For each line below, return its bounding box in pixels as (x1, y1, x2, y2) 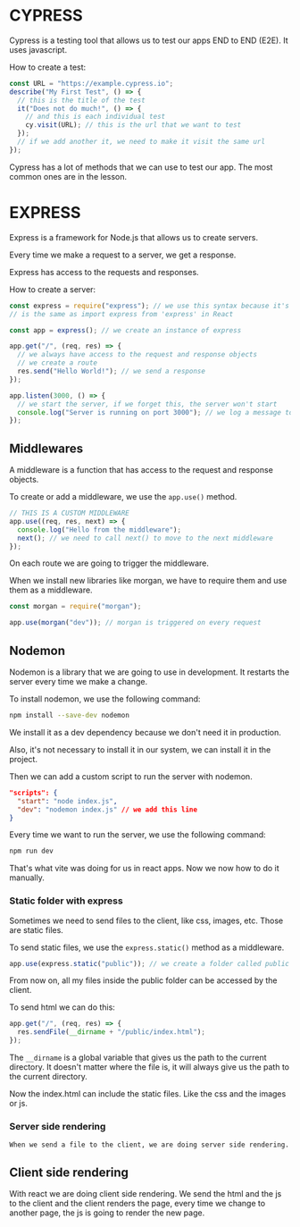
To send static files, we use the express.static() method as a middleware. (9, 942, 285, 953)
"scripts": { (9, 788, 58, 797)
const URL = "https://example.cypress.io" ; (9, 79, 174, 88)
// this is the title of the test (17, 96, 146, 105)
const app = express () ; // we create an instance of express (9, 325, 242, 335)
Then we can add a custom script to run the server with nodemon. (9, 770, 253, 782)
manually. (9, 872, 45, 883)
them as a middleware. (9, 584, 93, 595)
